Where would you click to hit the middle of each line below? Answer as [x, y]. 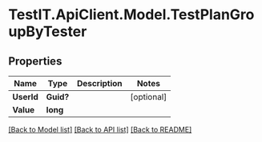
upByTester [48, 32]
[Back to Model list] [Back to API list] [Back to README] [100, 130]
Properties [35, 61]
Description [99, 83]
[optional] [149, 97]
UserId [25, 97]
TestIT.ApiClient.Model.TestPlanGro [131, 15]
